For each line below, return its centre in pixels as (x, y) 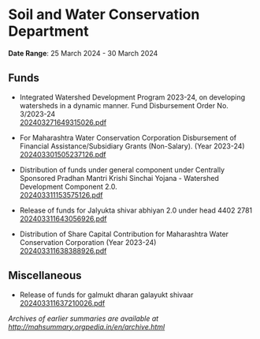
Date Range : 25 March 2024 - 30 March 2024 (83, 53)
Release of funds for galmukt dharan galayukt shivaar (106, 295)
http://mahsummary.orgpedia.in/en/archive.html (87, 326)
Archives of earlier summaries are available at (84, 318)
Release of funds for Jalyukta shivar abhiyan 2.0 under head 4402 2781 (136, 210)
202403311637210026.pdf (62, 303)
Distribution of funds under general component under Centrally (122, 169)
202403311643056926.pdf (63, 218)
